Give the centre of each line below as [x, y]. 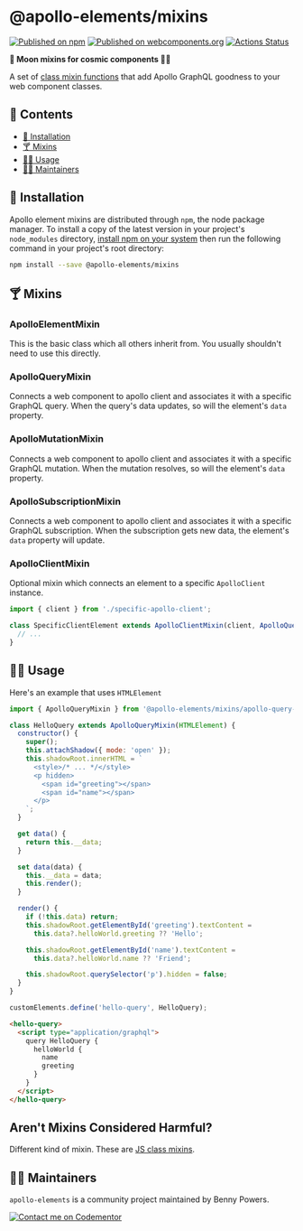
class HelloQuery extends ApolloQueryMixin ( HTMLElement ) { [123, 725]
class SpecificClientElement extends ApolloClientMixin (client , [133, 626]
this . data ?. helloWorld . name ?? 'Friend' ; [112, 958]
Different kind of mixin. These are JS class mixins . [102, 1150]
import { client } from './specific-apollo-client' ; [110, 610]
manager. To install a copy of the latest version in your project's [127, 228]
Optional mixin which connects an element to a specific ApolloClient [138, 583]
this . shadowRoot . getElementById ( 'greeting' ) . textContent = [139, 925]
